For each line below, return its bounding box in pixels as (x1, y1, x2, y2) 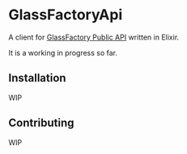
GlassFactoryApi (8, 6, 123, 24)
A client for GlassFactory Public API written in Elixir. (8, 32, 180, 42)
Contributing (8, 116, 74, 130)
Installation (8, 71, 66, 85)
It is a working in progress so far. (8, 48, 118, 57)
